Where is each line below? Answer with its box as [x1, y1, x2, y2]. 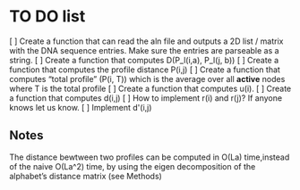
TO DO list [9, 6, 86, 27]
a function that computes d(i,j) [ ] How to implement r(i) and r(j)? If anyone [9, 92, 283, 103]
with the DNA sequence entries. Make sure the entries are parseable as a [9, 45, 279, 55]
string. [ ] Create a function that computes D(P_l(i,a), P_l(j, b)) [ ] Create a [9, 54, 279, 65]
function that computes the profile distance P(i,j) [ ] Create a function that [9, 64, 280, 75]
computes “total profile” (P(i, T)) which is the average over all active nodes [9, 73, 286, 84]
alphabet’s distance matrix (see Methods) [9, 170, 163, 181]
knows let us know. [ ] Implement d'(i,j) [9, 102, 152, 112]
